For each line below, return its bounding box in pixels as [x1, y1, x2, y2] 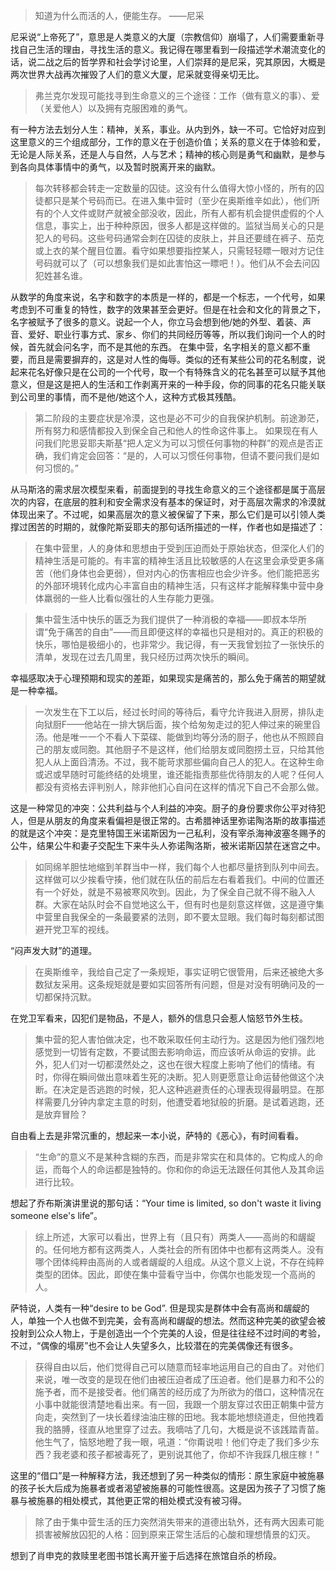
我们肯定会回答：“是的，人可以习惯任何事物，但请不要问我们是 [52, 450, 311, 461]
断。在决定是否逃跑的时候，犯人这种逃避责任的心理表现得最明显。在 [34, 1084, 316, 1095]
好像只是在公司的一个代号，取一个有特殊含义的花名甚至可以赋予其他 [44, 366, 326, 378]
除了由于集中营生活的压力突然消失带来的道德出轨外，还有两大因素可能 [34, 1516, 325, 1528]
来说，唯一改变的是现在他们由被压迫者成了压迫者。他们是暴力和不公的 [34, 1374, 325, 1385]
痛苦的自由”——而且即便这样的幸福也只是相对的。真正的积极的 [64, 626, 324, 638]
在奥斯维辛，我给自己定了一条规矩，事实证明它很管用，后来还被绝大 [34, 966, 316, 978]
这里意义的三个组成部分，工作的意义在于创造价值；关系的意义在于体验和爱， [10, 136, 326, 148]
